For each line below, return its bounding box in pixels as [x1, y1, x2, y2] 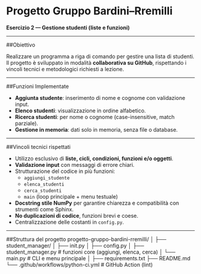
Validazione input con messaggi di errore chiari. [14, 161, 135, 168]
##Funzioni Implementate [6, 83, 69, 90]
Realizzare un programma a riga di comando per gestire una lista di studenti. [6, 53, 194, 60]
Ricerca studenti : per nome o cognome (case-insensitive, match [14, 113, 175, 120]
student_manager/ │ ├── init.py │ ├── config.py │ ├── [6, 242, 145, 249]
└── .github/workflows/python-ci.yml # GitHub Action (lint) [6, 261, 153, 268]
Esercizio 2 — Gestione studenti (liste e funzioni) [6, 24, 130, 31]
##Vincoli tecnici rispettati [6, 143, 71, 150]
